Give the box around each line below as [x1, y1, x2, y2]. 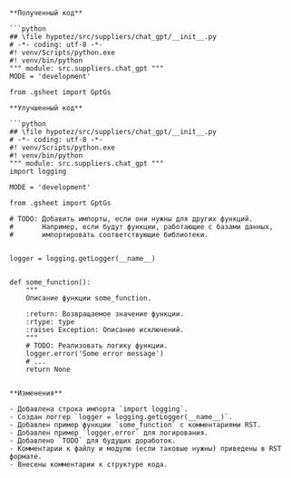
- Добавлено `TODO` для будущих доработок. [9, 436, 177, 445]
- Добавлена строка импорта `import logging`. [9, 405, 189, 414]
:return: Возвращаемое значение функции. [25, 310, 184, 319]
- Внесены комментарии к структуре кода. [9, 460, 169, 469]
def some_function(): [9, 278, 92, 287]
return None [25, 365, 71, 374]
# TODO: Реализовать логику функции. [25, 341, 169, 350]
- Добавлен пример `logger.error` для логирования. [9, 428, 209, 437]
